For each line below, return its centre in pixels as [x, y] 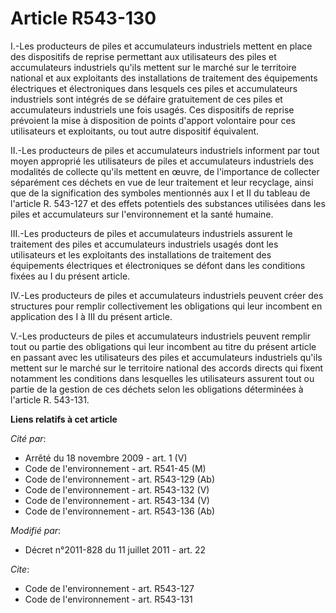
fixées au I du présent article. [70, 276]
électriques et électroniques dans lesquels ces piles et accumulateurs [154, 88]
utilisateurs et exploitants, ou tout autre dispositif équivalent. [135, 131]
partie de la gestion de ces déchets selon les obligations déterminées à [157, 389]
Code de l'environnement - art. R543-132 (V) [117, 489]
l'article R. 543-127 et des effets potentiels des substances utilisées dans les [168, 203]
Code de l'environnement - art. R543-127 [109, 588]
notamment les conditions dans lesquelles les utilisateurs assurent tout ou [162, 378]
